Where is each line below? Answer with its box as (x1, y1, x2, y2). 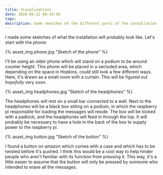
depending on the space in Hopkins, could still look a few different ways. (5, 69, 152, 75)
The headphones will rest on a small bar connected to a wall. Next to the (5, 99, 151, 104)
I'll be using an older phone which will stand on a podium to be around (5, 58, 147, 64)
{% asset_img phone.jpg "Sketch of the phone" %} (5, 49, 108, 55)
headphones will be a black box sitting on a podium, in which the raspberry (5, 103, 157, 109)
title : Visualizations (5, 7, 52, 12)
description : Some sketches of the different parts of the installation (5, 21, 157, 26)
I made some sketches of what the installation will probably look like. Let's (5, 34, 155, 40)
